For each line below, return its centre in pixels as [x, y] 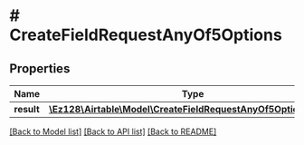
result [27, 109]
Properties [40, 68]
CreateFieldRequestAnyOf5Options [146, 35]
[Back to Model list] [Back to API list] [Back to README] [113, 131]
